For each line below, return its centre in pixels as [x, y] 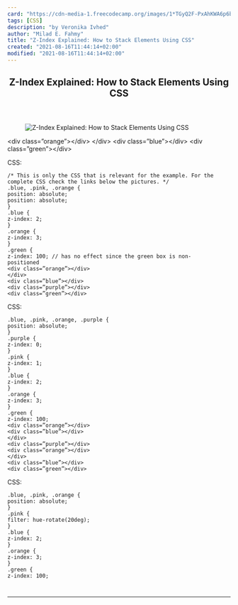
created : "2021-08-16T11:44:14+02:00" [64, 47]
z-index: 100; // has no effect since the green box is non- [100, 256]
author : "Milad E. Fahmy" [45, 34]
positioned [23, 263]
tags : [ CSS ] [25, 21]
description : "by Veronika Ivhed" [58, 27]
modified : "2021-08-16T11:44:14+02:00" [66, 54]
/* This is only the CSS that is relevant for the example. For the [110, 176]
